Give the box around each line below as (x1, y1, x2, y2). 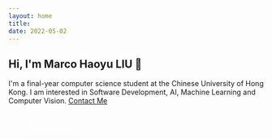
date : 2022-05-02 (8, 27, 67, 35)
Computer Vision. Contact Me (8, 96, 108, 106)
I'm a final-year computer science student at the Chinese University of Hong (8, 79, 264, 89)
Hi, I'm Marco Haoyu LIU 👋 (8, 57, 142, 71)
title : (8, 20, 31, 28)
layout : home (8, 11, 53, 20)
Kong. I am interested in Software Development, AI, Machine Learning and (8, 87, 256, 98)
